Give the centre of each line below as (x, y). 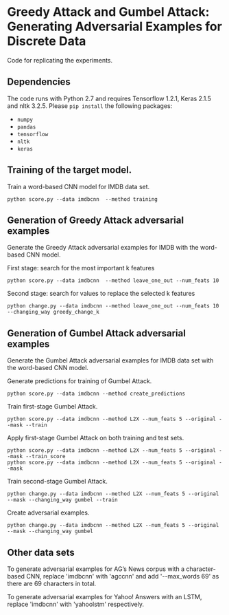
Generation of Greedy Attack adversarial (95, 220)
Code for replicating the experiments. (60, 60)
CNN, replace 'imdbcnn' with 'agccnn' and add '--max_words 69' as (123, 576)
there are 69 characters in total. (52, 583)
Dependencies (39, 82)
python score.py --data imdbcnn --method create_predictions (96, 394)
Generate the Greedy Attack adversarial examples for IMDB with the (103, 248)
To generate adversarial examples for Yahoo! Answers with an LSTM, (105, 597)
